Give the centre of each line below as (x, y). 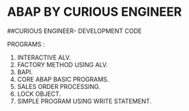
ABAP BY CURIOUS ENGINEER (94, 12)
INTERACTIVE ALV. (44, 57)
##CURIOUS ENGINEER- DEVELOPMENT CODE (75, 31)
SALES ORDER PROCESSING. (59, 86)
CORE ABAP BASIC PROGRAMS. (63, 79)
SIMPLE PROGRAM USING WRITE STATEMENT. (84, 101)
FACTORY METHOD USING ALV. (62, 64)
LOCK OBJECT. (39, 94)
